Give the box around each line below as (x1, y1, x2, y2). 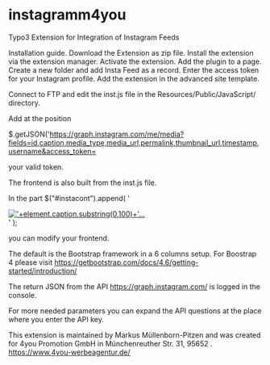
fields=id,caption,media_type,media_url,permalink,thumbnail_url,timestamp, (8, 137, 260, 147)
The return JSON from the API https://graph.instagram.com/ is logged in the (8, 281, 260, 292)
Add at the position (8, 113, 72, 123)
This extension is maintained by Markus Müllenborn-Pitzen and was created (8, 329, 261, 340)
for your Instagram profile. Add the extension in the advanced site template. (8, 73, 260, 83)
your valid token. (8, 162, 64, 171)
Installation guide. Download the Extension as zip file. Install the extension (8, 48, 254, 57)
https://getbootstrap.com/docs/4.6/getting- (54, 257, 199, 267)
